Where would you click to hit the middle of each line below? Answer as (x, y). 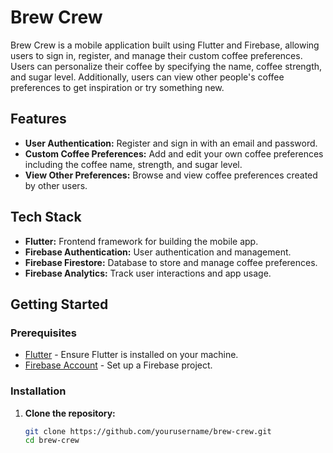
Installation (38, 391)
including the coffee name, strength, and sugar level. (133, 164)
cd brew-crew (52, 441)
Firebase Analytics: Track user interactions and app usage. (148, 273)
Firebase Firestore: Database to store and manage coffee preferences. (171, 262)
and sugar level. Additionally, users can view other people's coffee (147, 77)
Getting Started (59, 304)
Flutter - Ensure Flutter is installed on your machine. (131, 355)
